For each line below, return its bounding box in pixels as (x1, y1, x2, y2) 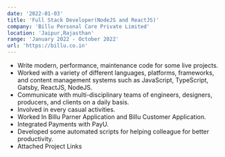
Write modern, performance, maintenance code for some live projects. (17, 62, 219, 69)
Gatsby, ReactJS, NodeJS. (17, 84, 93, 91)
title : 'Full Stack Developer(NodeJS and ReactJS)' (7, 17, 159, 24)
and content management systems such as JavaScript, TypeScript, (17, 76, 209, 84)
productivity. (17, 135, 54, 142)
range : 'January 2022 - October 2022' (7, 36, 119, 43)
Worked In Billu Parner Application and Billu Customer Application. (17, 113, 206, 121)
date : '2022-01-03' (7, 10, 64, 17)
